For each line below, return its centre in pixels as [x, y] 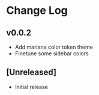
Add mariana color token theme [54, 47]
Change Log [37, 11]
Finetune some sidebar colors [52, 54]
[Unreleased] [31, 72]
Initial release [31, 87]
